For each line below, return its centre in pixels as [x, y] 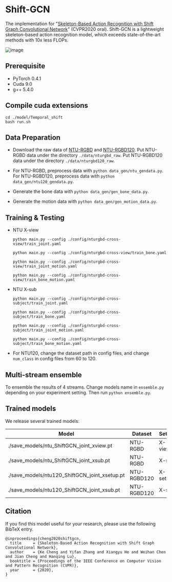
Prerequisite [25, 66]
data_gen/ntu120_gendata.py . [43, 182]
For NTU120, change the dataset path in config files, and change [81, 353]
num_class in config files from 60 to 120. [55, 359]
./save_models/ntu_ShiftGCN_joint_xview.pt [60, 445]
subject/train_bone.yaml [39, 317]
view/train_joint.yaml [37, 244]
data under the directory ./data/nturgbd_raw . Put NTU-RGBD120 [94, 156]
